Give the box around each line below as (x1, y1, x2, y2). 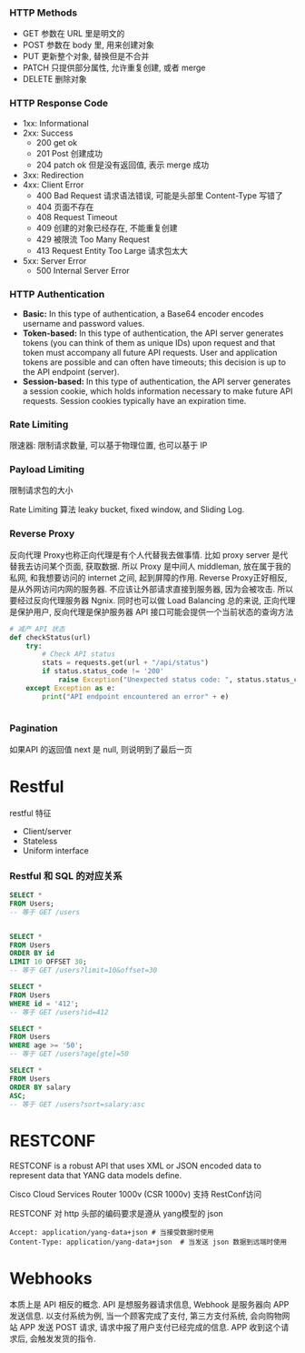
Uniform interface (22, 844, 89, 856)
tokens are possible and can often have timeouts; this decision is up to (22, 357, 286, 368)
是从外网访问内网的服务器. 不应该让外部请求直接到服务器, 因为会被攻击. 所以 (9, 583, 293, 594)
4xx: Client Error (22, 179, 84, 190)
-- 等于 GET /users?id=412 (9, 1007, 109, 1016)
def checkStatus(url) (9, 632, 92, 642)
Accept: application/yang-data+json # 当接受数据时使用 (9, 1228, 214, 1237)
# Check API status (42, 650, 116, 659)
